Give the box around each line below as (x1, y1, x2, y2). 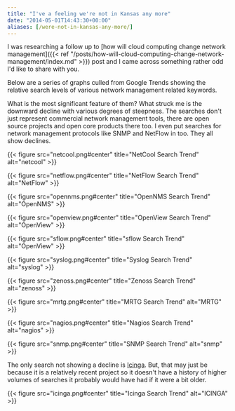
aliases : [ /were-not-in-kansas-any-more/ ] (7, 23, 133, 30)
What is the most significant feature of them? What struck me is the (7, 100, 202, 108)
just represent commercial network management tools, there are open (7, 114, 210, 123)
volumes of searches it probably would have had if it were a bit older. (7, 376, 207, 384)
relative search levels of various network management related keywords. (7, 86, 217, 95)
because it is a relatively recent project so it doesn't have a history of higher (7, 368, 227, 377)
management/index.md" (7, 58, 77, 66)
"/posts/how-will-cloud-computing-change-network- (69, 50, 224, 58)
